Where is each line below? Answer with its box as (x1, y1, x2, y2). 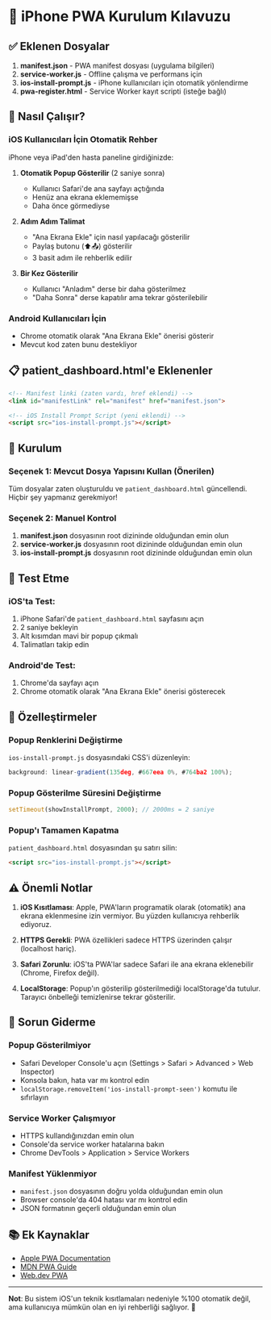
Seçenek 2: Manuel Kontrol (8, 512, 117, 524)
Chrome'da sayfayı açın (19, 678, 99, 688)
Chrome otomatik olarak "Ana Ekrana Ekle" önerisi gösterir (19, 331, 215, 340)
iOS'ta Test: (8, 595, 56, 607)
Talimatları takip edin (19, 639, 90, 649)
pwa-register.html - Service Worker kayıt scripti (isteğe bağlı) (19, 86, 227, 96)
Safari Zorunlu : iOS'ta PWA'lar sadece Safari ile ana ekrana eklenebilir (19, 959, 254, 969)
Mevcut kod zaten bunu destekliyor (19, 339, 138, 349)
